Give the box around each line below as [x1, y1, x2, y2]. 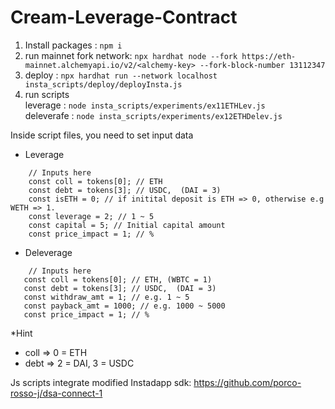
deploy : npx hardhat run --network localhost [24, 69, 218, 81]
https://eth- [241, 51, 297, 61]
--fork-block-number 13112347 [199, 60, 326, 70]
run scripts [24, 88, 70, 100]
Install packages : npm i [24, 39, 123, 51]
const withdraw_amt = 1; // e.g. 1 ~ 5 [23, 292, 190, 302]
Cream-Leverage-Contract [10, 6, 238, 29]
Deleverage [24, 246, 73, 258]
